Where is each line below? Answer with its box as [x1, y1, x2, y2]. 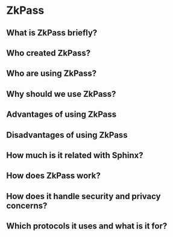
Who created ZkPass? [6, 48, 91, 58]
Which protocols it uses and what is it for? [6, 221, 168, 232]
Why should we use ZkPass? [6, 88, 116, 99]
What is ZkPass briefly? [6, 28, 98, 38]
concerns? [6, 200, 48, 211]
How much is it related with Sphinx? [6, 150, 143, 160]
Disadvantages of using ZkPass [6, 130, 128, 140]
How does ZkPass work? [6, 171, 101, 181]
